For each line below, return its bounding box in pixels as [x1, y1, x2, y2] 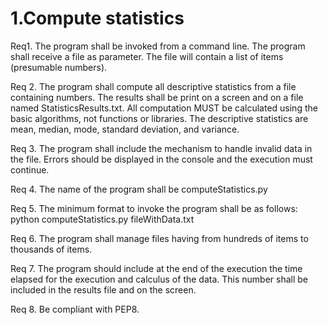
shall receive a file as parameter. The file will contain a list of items [10, 50, 284, 62]
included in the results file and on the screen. [10, 283, 197, 296]
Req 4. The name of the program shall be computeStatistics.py [10, 183, 268, 195]
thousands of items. [10, 243, 93, 255]
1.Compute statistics [10, 7, 185, 30]
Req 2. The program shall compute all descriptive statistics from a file [10, 80, 297, 92]
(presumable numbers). [10, 61, 108, 73]
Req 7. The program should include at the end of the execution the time [10, 262, 303, 274]
